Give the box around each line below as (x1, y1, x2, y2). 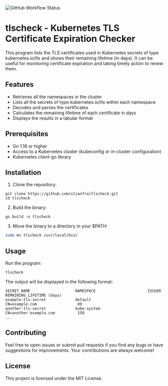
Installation (5, 168, 41, 177)
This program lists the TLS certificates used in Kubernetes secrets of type (5, 49, 159, 55)
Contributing (5, 329, 46, 337)
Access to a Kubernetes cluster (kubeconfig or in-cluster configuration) (12, 148, 161, 155)
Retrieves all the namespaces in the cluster (12, 94, 102, 100)
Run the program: (5, 260, 42, 266)
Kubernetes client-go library (12, 153, 72, 160)
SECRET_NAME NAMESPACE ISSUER (5, 288, 161, 294)
